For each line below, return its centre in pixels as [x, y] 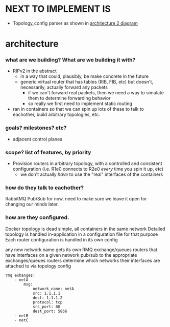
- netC [21, 320]
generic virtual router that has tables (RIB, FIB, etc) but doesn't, [87, 82]
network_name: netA [53, 289]
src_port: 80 [46, 306]
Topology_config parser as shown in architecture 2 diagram [75, 23]
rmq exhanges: [20, 275]
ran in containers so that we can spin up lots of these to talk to [78, 109]
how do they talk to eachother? [45, 188]
